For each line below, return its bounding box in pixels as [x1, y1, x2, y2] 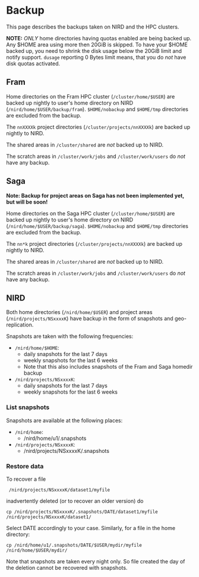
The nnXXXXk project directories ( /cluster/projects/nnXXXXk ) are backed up [6, 123, 191, 131]
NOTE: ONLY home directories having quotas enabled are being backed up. [6, 34, 192, 42]
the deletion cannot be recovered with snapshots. [6, 564, 128, 571]
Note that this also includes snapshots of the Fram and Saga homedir [23, 363, 193, 370]
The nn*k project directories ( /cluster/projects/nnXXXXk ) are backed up [6, 240, 182, 247]
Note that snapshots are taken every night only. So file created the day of [6, 557, 185, 565]
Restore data [6, 462, 44, 470]
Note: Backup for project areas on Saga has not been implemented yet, [6, 192, 185, 199]
